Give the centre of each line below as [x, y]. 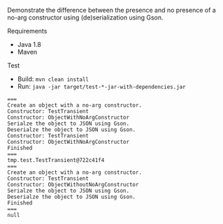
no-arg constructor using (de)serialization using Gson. [85, 17]
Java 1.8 [29, 44]
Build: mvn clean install [53, 79]
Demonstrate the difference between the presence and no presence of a [112, 10]
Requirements [27, 31]
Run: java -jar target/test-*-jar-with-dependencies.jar [102, 86]
